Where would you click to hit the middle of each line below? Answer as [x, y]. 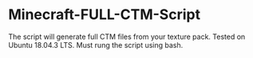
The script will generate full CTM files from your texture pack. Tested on [127, 37]
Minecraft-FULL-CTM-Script [105, 15]
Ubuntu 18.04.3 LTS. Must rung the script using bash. [96, 44]
